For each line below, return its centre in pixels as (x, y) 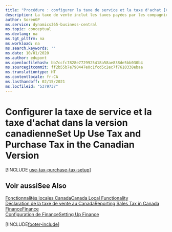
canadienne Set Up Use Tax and (73, 133)
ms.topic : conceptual (28, 29)
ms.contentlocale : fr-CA (32, 77)
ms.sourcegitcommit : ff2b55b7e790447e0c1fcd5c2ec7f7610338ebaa (74, 67)
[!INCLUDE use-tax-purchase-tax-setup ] (48, 169)
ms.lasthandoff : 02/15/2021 (35, 82)
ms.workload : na (23, 44)
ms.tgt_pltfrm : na (25, 39)
